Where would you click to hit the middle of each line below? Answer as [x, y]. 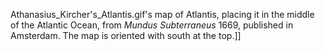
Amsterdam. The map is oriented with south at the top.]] [126, 35]
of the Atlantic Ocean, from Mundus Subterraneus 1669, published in [152, 25]
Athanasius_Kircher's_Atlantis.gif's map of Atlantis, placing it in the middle [162, 14]
